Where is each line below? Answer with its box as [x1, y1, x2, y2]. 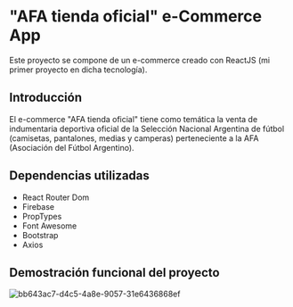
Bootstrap [21, 229, 59, 240]
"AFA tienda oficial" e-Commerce [9, 6, 263, 27]
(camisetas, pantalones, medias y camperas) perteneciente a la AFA [9, 132, 259, 144]
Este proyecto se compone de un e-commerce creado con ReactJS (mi [9, 54, 270, 65]
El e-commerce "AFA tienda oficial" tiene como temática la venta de [9, 113, 258, 124]
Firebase [21, 201, 55, 212]
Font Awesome [21, 220, 77, 231]
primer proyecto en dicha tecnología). [9, 64, 148, 75]
